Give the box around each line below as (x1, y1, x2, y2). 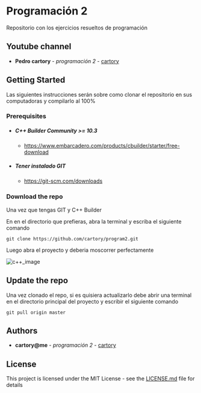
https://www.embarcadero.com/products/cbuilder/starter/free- (23, 142, 181, 150)
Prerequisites (6, 112, 46, 121)
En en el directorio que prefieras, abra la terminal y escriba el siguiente (6, 218, 182, 225)
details (6, 382, 23, 389)
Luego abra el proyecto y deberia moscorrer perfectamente (6, 246, 154, 254)
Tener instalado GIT (14, 162, 66, 169)
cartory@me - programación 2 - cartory (14, 341, 116, 349)
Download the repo (6, 192, 63, 201)
